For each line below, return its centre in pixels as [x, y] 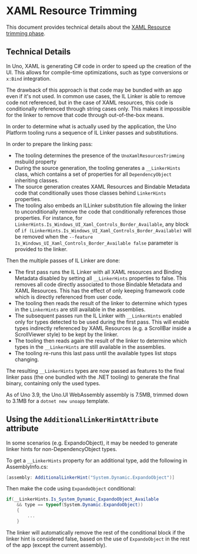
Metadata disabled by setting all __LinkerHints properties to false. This [101, 278]
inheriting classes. [37, 180]
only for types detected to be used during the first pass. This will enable [102, 322]
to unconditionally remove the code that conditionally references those [100, 211]
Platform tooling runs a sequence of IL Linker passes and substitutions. [92, 132]
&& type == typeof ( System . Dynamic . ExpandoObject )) [80, 505]
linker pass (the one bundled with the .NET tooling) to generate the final [93, 377]
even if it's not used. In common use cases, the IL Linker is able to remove [96, 96]
